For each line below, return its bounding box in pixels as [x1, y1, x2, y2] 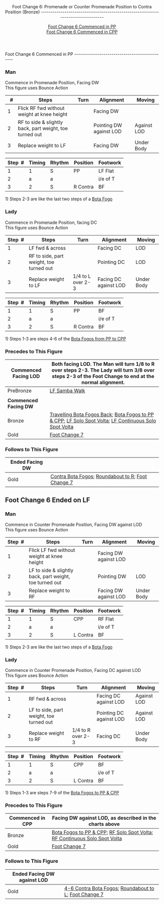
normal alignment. [81, 379, 125, 385]
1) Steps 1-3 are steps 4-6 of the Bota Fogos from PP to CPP [5, 335, 126, 341]
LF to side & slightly [28, 567, 74, 573]
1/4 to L [73, 273, 91, 280]
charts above [88, 821, 120, 828]
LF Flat [98, 167, 114, 174]
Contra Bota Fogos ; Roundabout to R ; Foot [50, 473, 147, 480]
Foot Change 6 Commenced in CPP [46, 29, 118, 35]
